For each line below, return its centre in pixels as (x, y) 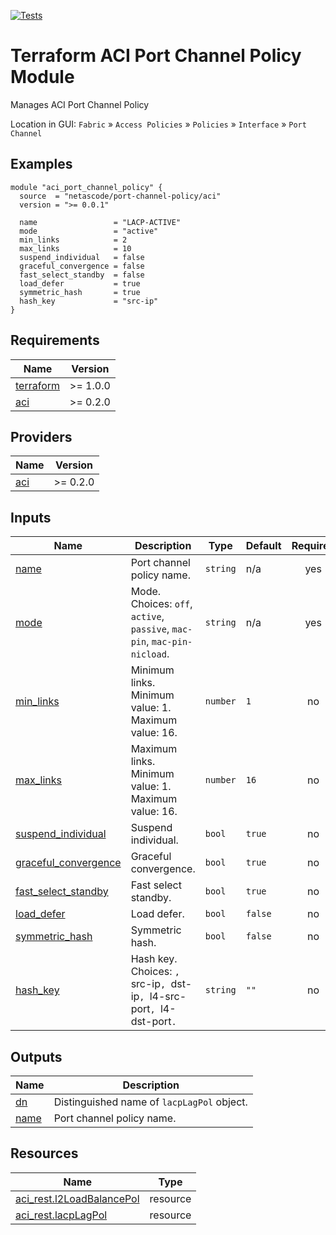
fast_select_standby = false (82, 275)
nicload (148, 654)
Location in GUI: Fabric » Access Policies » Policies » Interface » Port (158, 124)
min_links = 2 (73, 240)
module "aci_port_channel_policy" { (86, 187)
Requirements (55, 340)
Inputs (31, 517)
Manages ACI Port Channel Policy (80, 104)
